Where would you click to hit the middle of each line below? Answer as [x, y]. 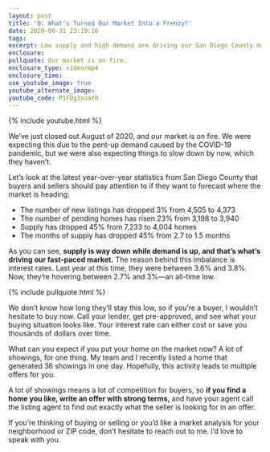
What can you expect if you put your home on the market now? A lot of [125, 349]
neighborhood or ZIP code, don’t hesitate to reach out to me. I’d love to [126, 431]
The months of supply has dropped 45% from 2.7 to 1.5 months [125, 236]
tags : [17, 38]
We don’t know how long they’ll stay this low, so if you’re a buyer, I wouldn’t [133, 308]
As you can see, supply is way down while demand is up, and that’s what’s [135, 251]
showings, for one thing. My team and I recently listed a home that [118, 357]
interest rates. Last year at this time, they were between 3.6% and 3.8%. [128, 268]
